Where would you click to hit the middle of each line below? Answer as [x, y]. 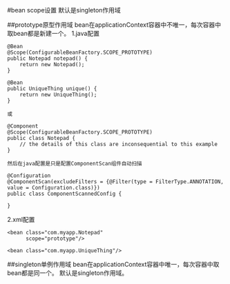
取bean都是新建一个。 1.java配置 [54, 33]
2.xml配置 [21, 220]
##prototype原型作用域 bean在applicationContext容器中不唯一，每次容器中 [114, 25]
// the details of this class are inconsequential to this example [118, 144]
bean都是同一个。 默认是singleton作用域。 [68, 273]
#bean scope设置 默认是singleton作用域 [64, 10]
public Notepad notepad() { [48, 59]
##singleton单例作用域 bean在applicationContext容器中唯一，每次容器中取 [113, 264]
